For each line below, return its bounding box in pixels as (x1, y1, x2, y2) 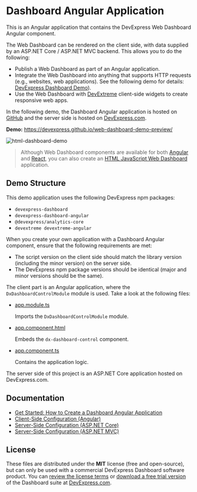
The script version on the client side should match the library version (14, 253, 182, 260)
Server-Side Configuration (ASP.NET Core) (14, 421, 119, 428)
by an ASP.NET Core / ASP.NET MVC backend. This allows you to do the (6, 47, 182, 54)
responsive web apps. (14, 96, 69, 104)
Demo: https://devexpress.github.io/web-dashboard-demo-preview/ (6, 126, 173, 133)
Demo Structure (6, 178, 66, 188)
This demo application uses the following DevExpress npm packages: (6, 193, 175, 201)
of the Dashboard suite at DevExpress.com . (6, 479, 112, 486)
